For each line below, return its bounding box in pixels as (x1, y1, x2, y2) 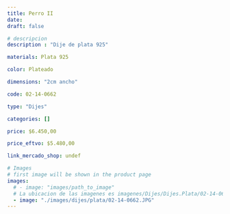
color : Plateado (7, 66, 53, 73)
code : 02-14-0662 (7, 90, 57, 98)
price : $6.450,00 (7, 128, 57, 135)
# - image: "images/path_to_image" (13, 184, 115, 191)
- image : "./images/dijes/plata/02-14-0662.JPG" (13, 196, 155, 204)
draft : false (7, 23, 44, 29)
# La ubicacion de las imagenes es (13, 190, 115, 197)
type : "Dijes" (7, 103, 48, 110)
